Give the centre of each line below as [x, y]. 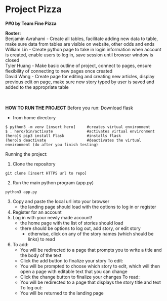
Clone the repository [34, 164]
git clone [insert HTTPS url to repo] [46, 173]
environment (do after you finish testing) [52, 145]
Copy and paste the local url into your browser [61, 201]
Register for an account [37, 212]
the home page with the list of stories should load [72, 223]
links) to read [41, 239]
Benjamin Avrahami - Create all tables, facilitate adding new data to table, [82, 39]
